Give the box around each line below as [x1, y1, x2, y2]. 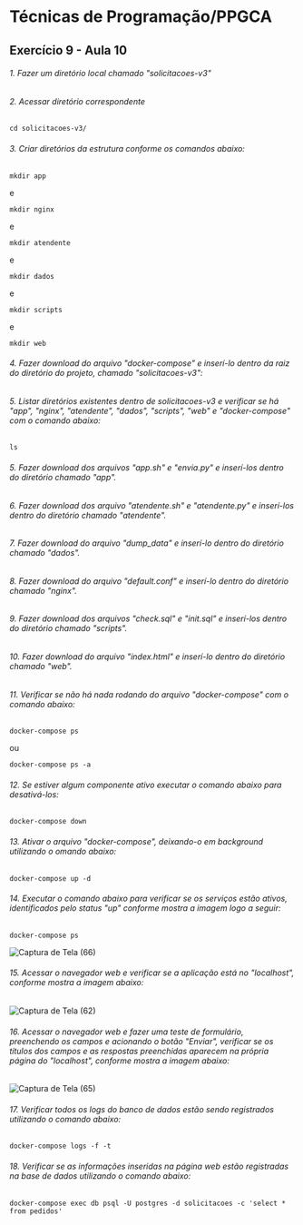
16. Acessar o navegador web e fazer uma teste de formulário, [9, 1026, 244, 1037]
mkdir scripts [9, 305, 64, 314]
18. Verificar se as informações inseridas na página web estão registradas [9, 1161, 288, 1172]
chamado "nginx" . [9, 585, 77, 596]
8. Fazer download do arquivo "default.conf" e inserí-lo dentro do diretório [9, 575, 288, 587]
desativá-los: [9, 788, 59, 800]
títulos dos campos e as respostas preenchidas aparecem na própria [9, 1045, 269, 1056]
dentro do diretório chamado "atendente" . [9, 509, 166, 520]
